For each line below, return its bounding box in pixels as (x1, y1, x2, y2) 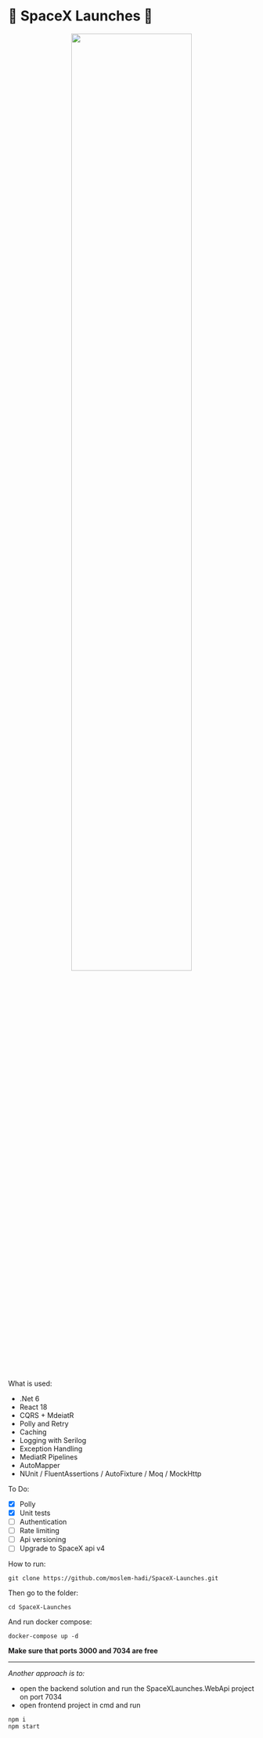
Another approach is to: (8, 1669, 85, 1678)
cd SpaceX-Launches (8, 1604, 72, 1612)
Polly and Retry (19, 1419, 69, 1428)
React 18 (19, 1402, 48, 1412)
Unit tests (19, 1508, 51, 1518)
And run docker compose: (8, 1617, 92, 1627)
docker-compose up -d (8, 1632, 79, 1641)
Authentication (19, 1518, 67, 1527)
